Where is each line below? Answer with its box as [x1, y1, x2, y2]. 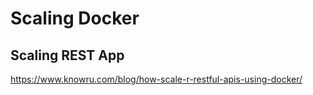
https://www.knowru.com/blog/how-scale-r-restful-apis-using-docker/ [10, 73, 303, 85]
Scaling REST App [10, 47, 125, 64]
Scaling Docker [10, 7, 140, 30]
